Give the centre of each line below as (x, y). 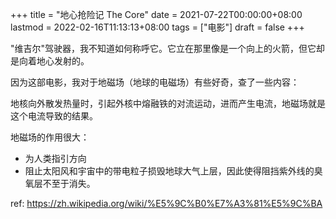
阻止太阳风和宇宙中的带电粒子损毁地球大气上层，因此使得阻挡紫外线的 (169, 171)
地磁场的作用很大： (50, 137)
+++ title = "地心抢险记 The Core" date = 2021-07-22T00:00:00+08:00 (156, 14)
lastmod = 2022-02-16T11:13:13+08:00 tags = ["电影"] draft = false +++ (157, 27)
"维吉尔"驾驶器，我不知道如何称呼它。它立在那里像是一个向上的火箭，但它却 (168, 48)
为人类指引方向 (55, 158)
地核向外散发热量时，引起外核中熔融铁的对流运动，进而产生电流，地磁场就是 (168, 103)
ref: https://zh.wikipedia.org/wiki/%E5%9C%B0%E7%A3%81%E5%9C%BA (166, 203)
